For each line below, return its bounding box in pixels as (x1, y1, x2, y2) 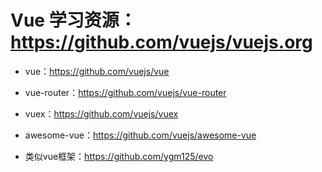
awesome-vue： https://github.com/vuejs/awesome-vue (24, 129, 257, 141)
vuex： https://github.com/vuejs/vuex (24, 107, 179, 120)
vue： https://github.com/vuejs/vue (24, 65, 170, 77)
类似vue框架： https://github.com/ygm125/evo (24, 150, 214, 162)
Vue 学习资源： (10, 9, 137, 32)
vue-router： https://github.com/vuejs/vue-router (24, 86, 227, 98)
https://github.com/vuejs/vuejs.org (10, 31, 313, 54)
